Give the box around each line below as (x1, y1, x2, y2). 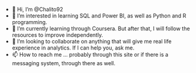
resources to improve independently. (11, 31, 103, 39)
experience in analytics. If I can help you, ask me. (11, 44, 135, 51)
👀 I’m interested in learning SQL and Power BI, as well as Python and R (11, 12, 186, 19)
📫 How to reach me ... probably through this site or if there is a (11, 51, 168, 58)
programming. (11, 19, 47, 25)
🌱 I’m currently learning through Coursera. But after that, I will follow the (11, 25, 191, 32)
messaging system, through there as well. (11, 60, 116, 66)
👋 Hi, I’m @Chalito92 (11, 6, 63, 13)
